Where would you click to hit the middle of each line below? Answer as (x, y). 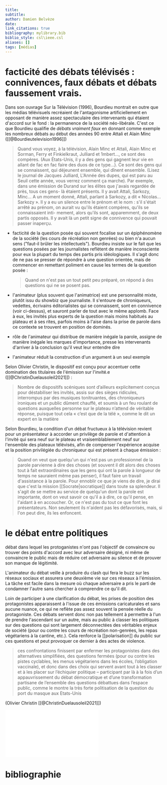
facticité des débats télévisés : (70, 72)
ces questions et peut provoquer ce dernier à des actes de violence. (75, 641)
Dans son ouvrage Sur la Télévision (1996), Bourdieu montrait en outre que (82, 107)
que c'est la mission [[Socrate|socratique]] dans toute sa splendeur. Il (89, 486)
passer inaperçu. (35, 223)
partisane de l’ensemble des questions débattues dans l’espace (83, 682)
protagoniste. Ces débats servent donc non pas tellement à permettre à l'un (83, 614)
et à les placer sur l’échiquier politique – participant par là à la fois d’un (90, 672)
